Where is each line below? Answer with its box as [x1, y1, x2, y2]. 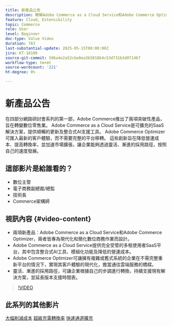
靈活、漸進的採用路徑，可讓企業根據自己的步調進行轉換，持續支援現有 [12, 267, 161, 274]
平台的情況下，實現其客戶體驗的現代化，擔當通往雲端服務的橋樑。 [17, 261, 157, 267]
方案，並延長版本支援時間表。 [17, 274, 80, 280]
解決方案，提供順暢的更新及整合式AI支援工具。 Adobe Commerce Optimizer [5, 128, 165, 135]
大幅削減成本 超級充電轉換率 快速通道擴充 [5, 315, 93, 321]
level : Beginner [5, 31, 40, 36]
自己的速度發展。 [5, 147, 41, 154]
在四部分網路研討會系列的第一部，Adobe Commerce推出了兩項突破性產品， [5, 116, 165, 122]
